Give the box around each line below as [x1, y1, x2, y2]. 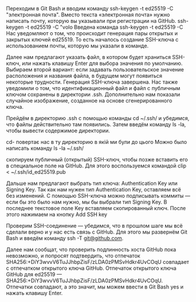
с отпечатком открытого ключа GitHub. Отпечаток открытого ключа [6, 265, 177, 272]
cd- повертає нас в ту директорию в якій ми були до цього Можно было [6, 139, 187, 145]
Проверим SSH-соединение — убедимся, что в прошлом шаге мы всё [6, 222, 183, 229]
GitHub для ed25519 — [6, 271, 63, 277]
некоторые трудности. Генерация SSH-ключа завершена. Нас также [6, 78, 178, 85]
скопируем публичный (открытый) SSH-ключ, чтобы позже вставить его [6, 156, 188, 163]
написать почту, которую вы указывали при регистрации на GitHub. [6, 18, 177, 24]
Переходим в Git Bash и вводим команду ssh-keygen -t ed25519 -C [6, 5, 174, 12]
